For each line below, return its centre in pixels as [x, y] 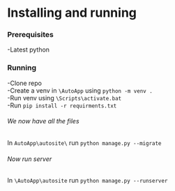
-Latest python [29, 49]
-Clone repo [24, 83]
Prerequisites [30, 35]
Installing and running [72, 13]
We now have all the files [43, 121]
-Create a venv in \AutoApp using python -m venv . [80, 90]
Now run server [30, 159]
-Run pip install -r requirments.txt [62, 105]
